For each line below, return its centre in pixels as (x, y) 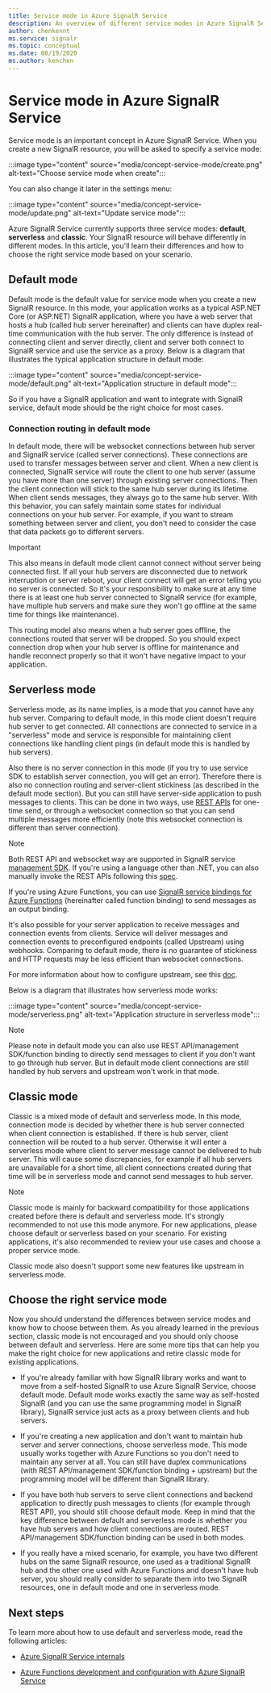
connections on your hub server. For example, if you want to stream (121, 514)
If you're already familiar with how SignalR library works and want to (133, 1377)
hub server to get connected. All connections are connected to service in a (133, 726)
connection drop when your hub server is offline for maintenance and (124, 647)
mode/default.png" (40, 383)
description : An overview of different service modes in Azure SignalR (131, 23)
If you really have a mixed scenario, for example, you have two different (139, 1553)
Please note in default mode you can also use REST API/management (124, 1045)
